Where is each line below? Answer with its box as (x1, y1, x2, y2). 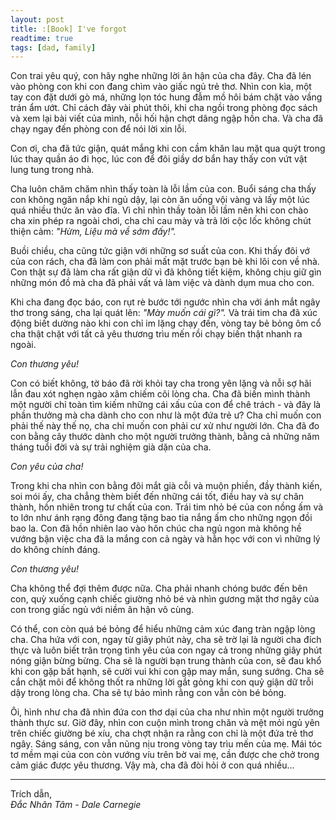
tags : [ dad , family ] (10, 42, 97, 53)
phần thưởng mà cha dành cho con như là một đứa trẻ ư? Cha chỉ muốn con (10, 409, 322, 421)
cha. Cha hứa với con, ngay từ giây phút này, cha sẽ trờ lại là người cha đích (10, 634, 322, 646)
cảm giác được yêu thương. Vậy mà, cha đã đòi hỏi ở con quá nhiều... (10, 759, 295, 771)
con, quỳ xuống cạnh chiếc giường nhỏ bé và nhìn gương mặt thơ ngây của (10, 593, 320, 605)
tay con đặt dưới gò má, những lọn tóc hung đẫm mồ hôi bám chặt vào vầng (10, 91, 323, 103)
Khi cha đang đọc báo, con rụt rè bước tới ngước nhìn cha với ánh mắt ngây (10, 296, 321, 308)
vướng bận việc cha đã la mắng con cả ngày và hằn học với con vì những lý (10, 533, 321, 545)
